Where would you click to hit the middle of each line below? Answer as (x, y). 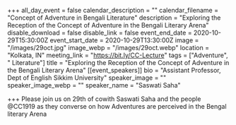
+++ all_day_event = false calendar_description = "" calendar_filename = (113, 10)
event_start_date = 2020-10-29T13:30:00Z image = (124, 40)
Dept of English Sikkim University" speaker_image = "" (87, 78)
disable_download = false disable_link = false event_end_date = (100, 32)
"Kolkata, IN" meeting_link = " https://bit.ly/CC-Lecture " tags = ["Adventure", (118, 55)
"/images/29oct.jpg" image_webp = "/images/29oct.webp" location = (108, 48)
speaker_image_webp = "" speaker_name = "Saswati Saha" (94, 85)
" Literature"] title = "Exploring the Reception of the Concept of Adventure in (118, 63)
